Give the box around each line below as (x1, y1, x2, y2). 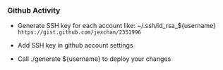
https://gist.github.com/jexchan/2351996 (17, 29, 141, 36)
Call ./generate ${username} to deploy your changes (17, 55, 171, 63)
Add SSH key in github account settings (17, 41, 133, 50)
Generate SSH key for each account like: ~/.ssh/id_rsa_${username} (17, 22, 217, 30)
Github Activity (7, 6, 61, 15)
